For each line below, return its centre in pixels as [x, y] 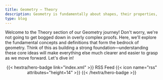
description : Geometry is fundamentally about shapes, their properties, [81, 14]
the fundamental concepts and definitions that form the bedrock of [72, 43]
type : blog [16, 18]
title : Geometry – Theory [31, 9]
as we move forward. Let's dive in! [39, 58]
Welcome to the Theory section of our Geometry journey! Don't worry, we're [81, 32]
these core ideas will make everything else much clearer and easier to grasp [81, 53]
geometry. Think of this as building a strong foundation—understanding [77, 48]
